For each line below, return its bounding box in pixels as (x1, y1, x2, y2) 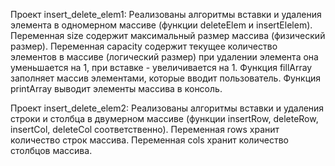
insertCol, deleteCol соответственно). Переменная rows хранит (10, 124, 280, 135)
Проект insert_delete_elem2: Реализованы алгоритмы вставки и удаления (10, 102, 325, 114)
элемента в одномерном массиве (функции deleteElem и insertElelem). (10, 19, 313, 31)
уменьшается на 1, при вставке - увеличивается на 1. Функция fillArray (10, 62, 313, 73)
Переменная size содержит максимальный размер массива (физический (10, 30, 326, 41)
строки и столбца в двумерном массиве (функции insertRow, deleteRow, (10, 113, 319, 124)
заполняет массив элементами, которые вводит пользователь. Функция (10, 72, 322, 84)
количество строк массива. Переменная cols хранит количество (10, 134, 289, 146)
